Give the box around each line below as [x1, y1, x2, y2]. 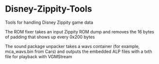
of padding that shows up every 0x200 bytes [5, 34, 95, 40]
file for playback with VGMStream [5, 53, 73, 59]
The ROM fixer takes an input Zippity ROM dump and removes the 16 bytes [5, 29, 154, 34]
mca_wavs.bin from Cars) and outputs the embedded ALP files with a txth [5, 48, 152, 54]
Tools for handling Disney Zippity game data [5, 19, 94, 25]
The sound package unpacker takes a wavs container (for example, [5, 43, 140, 49]
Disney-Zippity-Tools [5, 3, 92, 15]
